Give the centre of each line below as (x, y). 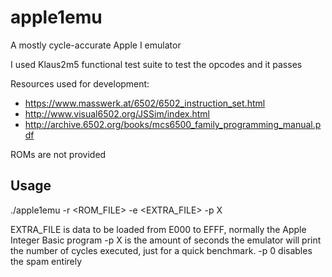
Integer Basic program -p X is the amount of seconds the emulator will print (166, 240)
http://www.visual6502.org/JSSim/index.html (117, 113)
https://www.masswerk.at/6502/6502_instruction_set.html (145, 103)
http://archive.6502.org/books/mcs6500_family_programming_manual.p (173, 124)
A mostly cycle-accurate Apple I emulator (96, 45)
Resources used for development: (80, 83)
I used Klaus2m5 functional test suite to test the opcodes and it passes (156, 64)
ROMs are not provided (58, 154)
